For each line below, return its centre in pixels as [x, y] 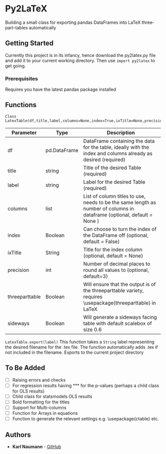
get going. [16, 65]
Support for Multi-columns [39, 407]
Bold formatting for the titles [41, 402]
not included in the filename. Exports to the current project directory [75, 352]
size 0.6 [93, 329]
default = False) [102, 241]
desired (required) [104, 159]
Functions [21, 105]
